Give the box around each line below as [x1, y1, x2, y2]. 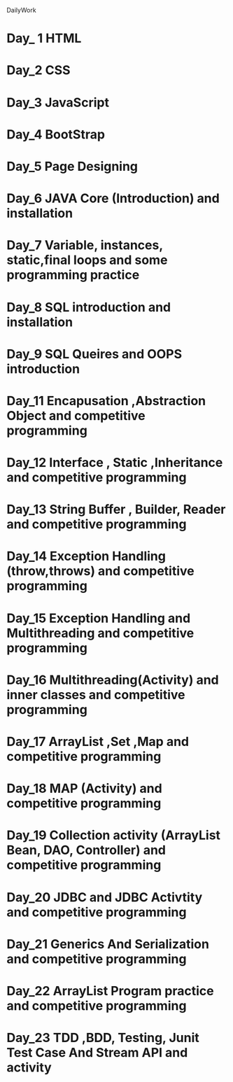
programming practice [6, 267, 140, 283]
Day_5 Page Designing [6, 158, 138, 174]
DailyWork [6, 6, 36, 14]
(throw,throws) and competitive [6, 563, 195, 579]
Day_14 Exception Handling [6, 549, 166, 564]
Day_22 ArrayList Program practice [6, 983, 214, 999]
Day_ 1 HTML [6, 31, 82, 46]
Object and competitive [6, 407, 146, 423]
